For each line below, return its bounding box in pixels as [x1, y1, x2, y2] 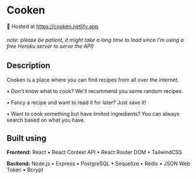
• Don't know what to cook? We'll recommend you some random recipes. [6, 87, 183, 94]
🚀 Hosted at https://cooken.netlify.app [6, 23, 99, 30]
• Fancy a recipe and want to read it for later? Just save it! [6, 99, 147, 106]
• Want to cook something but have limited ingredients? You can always [6, 110, 180, 117]
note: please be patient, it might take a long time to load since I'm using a [6, 36, 184, 43]
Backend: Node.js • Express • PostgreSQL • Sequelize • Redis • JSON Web [6, 160, 191, 167]
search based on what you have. [6, 116, 85, 123]
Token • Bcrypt [6, 166, 43, 173]
